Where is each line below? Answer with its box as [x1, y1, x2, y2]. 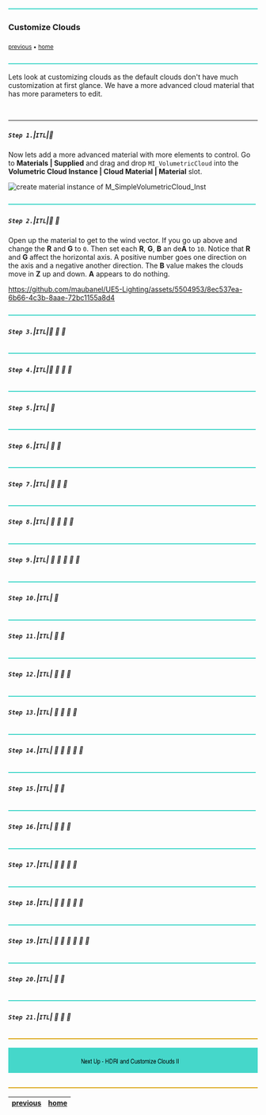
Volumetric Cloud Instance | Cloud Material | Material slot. [8, 167, 203, 177]
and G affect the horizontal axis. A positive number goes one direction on [8, 253, 247, 262]
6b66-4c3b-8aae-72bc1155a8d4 [8, 293, 116, 303]
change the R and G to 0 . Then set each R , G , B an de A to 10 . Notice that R [8, 244, 251, 253]
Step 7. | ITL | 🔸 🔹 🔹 [8, 478, 68, 489]
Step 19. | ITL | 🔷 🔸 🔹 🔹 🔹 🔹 [8, 936, 90, 946]
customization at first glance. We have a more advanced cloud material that [8, 81, 255, 90]
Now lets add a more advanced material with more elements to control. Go [8, 150, 251, 160]
